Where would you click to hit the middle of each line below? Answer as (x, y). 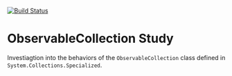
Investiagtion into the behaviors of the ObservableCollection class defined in (116, 57)
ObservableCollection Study (91, 39)
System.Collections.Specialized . (55, 65)
